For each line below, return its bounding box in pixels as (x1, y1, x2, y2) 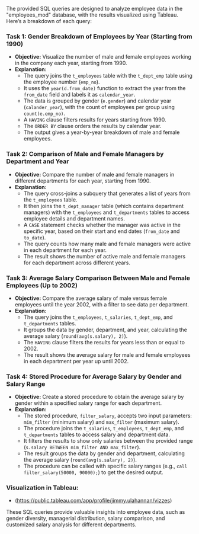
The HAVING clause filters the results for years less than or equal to (23, 338, 185, 346)
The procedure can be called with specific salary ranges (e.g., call (23, 462, 188, 470)
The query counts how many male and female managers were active (23, 240, 191, 247)
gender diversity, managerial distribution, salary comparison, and (6, 515, 165, 522)
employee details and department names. (23, 215, 126, 222)
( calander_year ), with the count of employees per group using (23, 104, 175, 111)
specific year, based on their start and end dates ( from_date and (23, 228, 180, 235)
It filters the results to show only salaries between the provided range (23, 437, 193, 445)
